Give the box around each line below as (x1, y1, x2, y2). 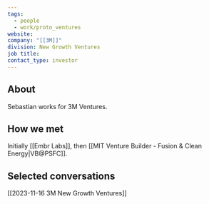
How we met (7, 123, 64, 135)
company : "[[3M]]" (7, 37, 62, 44)
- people (14, 17, 40, 24)
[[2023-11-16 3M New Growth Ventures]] (7, 189, 127, 198)
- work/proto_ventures (14, 24, 81, 31)
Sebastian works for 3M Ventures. (7, 102, 108, 111)
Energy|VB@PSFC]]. (7, 149, 68, 158)
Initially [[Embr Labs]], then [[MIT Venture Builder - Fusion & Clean (7, 142, 202, 151)
